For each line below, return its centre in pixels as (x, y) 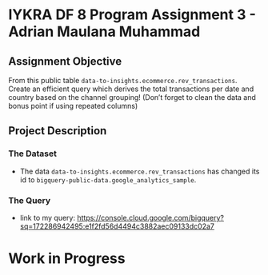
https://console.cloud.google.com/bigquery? (151, 217)
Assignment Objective (65, 61)
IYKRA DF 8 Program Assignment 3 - (132, 15)
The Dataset (33, 153)
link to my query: (48, 217)
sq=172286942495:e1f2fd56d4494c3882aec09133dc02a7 (117, 226)
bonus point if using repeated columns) (73, 106)
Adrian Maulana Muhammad (104, 32)
